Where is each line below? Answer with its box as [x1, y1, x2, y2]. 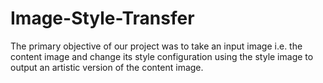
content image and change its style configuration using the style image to [10, 50, 314, 62]
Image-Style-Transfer [10, 7, 195, 30]
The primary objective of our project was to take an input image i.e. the [10, 40, 303, 52]
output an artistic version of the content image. [10, 61, 204, 73]
